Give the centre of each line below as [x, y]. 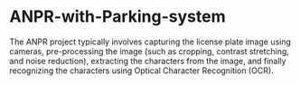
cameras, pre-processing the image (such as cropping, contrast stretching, [149, 51]
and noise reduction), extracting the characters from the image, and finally [148, 61]
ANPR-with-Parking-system [117, 17]
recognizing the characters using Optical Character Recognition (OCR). [141, 71]
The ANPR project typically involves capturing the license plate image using [150, 42]
